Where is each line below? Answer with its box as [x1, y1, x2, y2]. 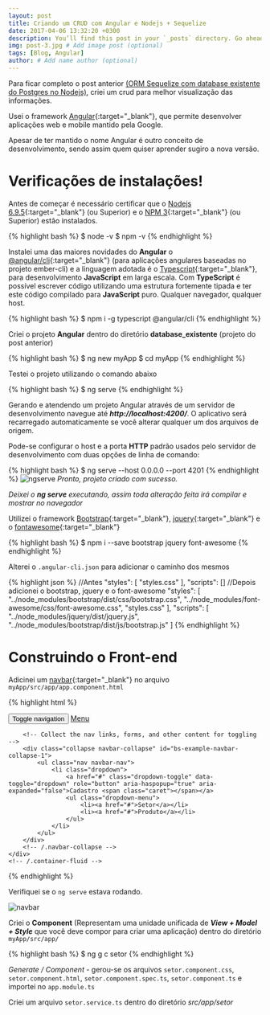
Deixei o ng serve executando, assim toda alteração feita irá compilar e [8, 489, 247, 499]
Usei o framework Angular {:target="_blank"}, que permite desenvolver [8, 111, 243, 121]
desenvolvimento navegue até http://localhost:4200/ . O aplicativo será [8, 408, 247, 418]
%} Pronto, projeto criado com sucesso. [8, 473, 178, 483]
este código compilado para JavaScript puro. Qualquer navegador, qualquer [8, 289, 262, 299]
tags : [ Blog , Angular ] [8, 49, 84, 57]
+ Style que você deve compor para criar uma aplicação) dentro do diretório [8, 926, 262, 936]
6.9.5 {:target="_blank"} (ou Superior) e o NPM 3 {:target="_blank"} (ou [8, 207, 241, 217]
